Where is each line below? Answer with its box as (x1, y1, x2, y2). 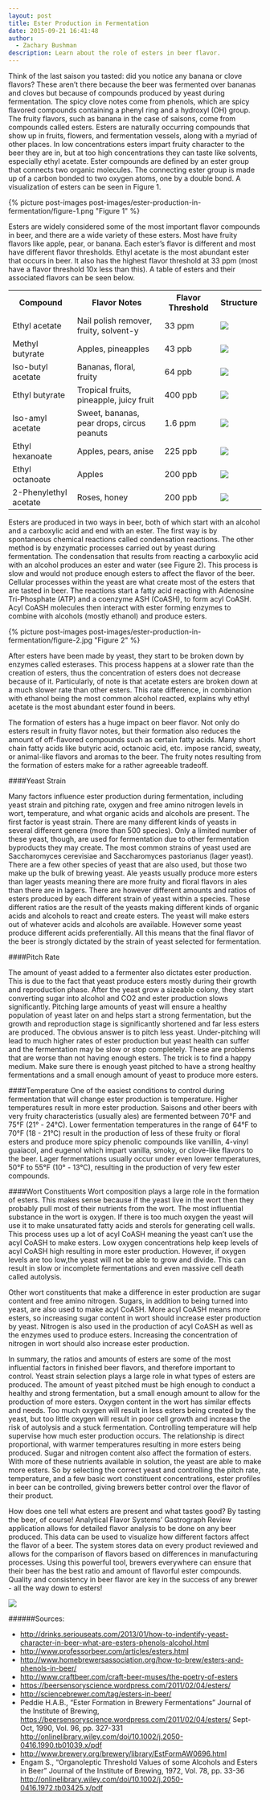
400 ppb (164, 390, 198, 400)
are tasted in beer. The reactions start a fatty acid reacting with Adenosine (8, 586, 255, 595)
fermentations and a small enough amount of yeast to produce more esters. (8, 1070, 259, 1080)
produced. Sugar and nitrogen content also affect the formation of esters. (8, 1448, 252, 1458)
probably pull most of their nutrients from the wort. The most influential (8, 1204, 243, 1213)
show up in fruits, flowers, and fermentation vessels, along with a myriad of (8, 131, 258, 141)
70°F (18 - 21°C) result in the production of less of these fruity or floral (8, 1129, 241, 1137)
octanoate (12, 474, 51, 484)
